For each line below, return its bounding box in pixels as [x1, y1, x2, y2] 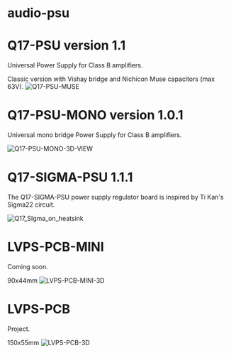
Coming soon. [7, 262, 48, 271]
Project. [7, 325, 30, 333]
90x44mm [7, 276, 38, 285]
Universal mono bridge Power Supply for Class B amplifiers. [7, 131, 182, 139]
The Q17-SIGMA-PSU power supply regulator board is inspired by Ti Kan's [7, 193, 225, 201]
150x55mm [7, 338, 40, 347]
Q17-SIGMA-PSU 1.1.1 [7, 169, 133, 185]
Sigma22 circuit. [7, 200, 55, 209]
